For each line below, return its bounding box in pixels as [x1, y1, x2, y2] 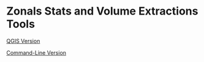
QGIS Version [6, 37, 40, 44]
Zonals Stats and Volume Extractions [6, 4, 198, 18]
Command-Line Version [6, 49, 66, 56]
